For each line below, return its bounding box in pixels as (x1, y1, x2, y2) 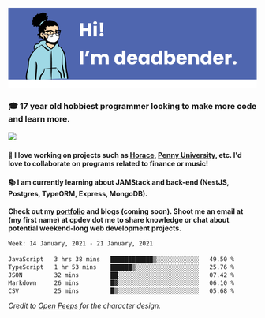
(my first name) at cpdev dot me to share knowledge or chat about (8, 215, 230, 224)
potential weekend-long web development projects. (8, 223, 182, 233)
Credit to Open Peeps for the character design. (8, 301, 161, 310)
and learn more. (8, 114, 70, 125)
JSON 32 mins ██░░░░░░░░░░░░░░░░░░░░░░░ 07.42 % (8, 271, 235, 279)
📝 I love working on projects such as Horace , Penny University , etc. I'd (8, 151, 242, 160)
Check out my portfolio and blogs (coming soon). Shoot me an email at (8, 206, 244, 216)
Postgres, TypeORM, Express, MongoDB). (8, 189, 148, 199)
